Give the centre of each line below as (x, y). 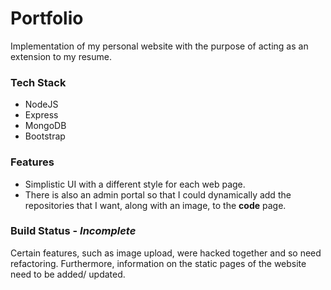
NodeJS (41, 104)
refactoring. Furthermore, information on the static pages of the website (158, 263)
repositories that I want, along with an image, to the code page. (155, 205)
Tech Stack (38, 82)
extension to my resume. (61, 56)
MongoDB (45, 126)
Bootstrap (45, 136)
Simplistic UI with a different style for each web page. (135, 184)
